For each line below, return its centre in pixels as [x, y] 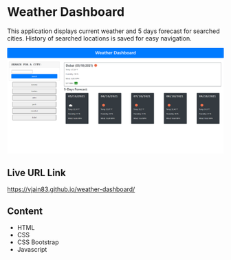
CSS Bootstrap [38, 242]
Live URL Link [37, 173]
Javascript [32, 250]
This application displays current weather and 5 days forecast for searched [113, 31]
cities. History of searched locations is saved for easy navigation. [100, 38]
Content [25, 211]
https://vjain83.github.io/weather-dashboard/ [71, 189]
